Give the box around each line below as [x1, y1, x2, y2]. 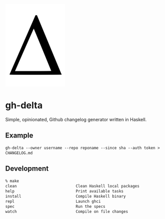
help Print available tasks [5, 188, 124, 194]
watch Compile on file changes [5, 209, 128, 214]
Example [5, 131, 34, 140]
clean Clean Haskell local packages [5, 183, 140, 188]
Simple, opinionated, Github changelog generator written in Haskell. [5, 116, 147, 122]
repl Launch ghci [5, 199, 101, 204]
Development [5, 165, 49, 173]
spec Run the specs [5, 204, 106, 209]
